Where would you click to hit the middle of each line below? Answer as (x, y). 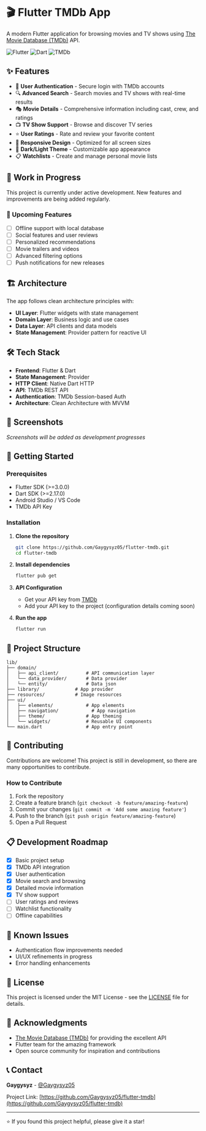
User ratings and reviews (47, 902)
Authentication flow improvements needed (69, 950)
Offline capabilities (39, 916)
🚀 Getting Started (40, 456)
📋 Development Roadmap (57, 842)
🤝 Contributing (35, 746)
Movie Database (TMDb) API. (43, 40)
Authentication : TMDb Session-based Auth (71, 396)
